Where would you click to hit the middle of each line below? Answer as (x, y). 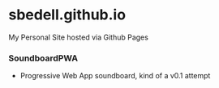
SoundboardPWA (43, 58)
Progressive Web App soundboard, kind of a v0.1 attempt (115, 76)
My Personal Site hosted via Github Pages (78, 37)
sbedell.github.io (67, 15)
